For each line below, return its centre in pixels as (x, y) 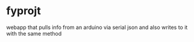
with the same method (34, 33)
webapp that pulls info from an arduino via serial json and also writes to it (97, 27)
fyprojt (23, 11)
